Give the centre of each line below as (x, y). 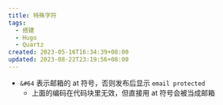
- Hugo (26, 37)
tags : (17, 23)
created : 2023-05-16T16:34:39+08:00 (68, 52)
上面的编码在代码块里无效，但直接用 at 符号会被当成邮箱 (123, 92)
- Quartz (30, 45)
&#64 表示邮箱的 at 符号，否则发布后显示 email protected (112, 83)
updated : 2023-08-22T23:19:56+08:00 (68, 60)
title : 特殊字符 (32, 15)
